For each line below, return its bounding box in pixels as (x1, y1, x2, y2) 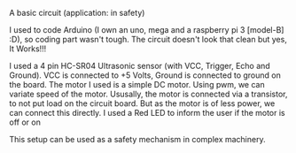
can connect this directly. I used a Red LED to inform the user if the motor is (9, 108, 285, 118)
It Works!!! (9, 43, 47, 54)
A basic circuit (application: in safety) (9, 8, 145, 18)
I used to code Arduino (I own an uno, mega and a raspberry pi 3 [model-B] (9, 25, 284, 34)
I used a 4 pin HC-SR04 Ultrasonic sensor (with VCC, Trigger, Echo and (9, 61, 270, 71)
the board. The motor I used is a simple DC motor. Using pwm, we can (9, 80, 265, 89)
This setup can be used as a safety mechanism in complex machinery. (9, 134, 266, 144)
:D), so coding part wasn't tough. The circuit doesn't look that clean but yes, (9, 34, 288, 44)
